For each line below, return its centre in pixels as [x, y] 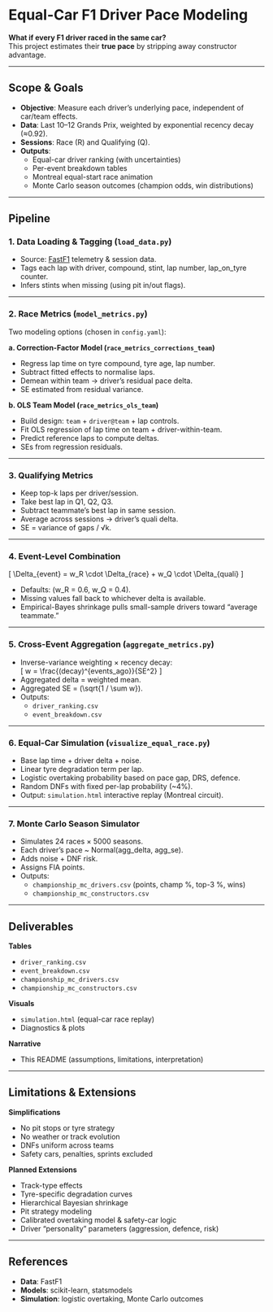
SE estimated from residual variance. [82, 389]
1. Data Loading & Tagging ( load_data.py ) [90, 242]
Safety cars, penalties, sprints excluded [86, 1153]
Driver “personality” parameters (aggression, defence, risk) [119, 1228]
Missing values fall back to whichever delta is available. [113, 599]
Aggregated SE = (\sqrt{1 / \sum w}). [82, 688]
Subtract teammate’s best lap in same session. [98, 511]
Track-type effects [51, 1185]
